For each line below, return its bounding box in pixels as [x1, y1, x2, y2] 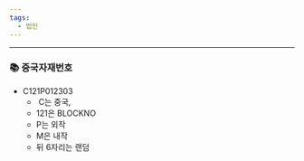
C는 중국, [38, 96, 71, 107]
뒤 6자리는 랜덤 [35, 141, 90, 152]
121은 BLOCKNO [35, 108, 97, 118]
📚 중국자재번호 [9, 62, 73, 74]
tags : [9, 13, 30, 23]
